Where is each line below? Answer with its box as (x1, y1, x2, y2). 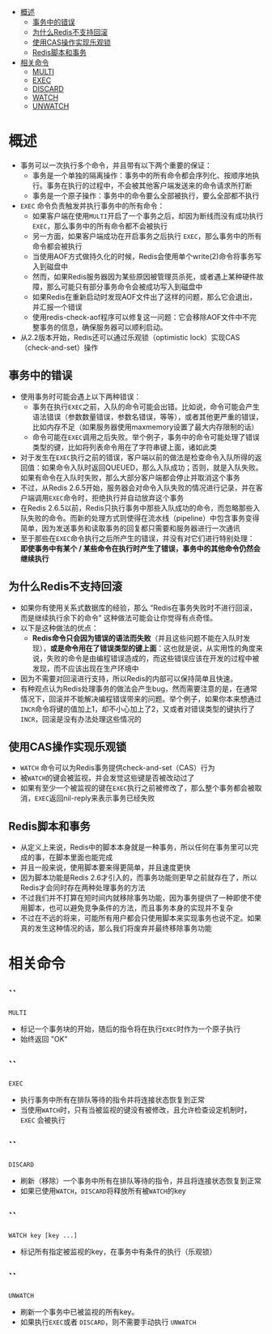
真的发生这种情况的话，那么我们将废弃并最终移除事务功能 (19, 923, 212, 933)
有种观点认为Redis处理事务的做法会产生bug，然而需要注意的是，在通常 (19, 684, 257, 693)
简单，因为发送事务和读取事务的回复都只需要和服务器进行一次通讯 (19, 523, 240, 533)
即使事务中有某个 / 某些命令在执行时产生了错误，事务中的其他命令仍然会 (19, 543, 261, 553)
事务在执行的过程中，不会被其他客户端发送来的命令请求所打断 (46, 181, 253, 190)
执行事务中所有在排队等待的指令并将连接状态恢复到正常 (19, 1095, 205, 1104)
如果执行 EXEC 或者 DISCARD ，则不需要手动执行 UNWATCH (19, 1317, 197, 1327)
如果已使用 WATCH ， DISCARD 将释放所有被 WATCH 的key (19, 1186, 186, 1195)
